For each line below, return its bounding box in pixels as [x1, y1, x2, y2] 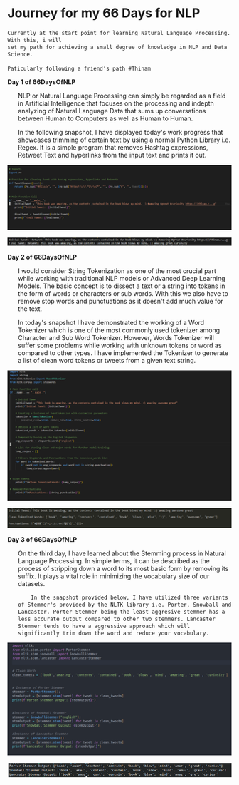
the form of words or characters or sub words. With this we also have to [17, 289, 229, 297]
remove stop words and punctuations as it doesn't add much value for [17, 297, 223, 305]
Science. [7, 51, 33, 58]
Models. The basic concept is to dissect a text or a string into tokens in [17, 282, 225, 290]
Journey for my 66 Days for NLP [7, 5, 201, 21]
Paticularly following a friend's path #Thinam [7, 65, 152, 72]
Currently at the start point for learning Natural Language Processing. [7, 29, 231, 36]
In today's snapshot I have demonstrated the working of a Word [17, 318, 205, 327]
